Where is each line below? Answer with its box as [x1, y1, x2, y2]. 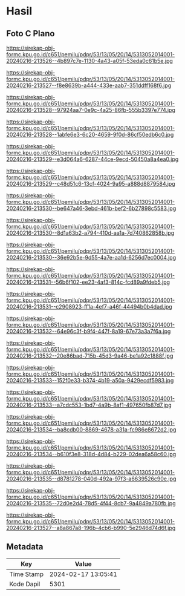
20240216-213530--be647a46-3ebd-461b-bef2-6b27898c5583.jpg [6, 205, 177, 212]
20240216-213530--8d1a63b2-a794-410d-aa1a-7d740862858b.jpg [6, 229, 175, 237]
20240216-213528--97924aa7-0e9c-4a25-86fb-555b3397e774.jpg [6, 106, 175, 113]
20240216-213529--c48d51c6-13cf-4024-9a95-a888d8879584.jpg [6, 180, 175, 187]
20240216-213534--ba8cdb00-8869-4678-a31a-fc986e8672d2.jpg [6, 426, 177, 433]
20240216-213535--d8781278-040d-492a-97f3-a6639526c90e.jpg [6, 475, 177, 482]
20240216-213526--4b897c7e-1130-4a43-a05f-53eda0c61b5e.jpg [6, 57, 174, 64]
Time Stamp [9, 570, 44, 578]
